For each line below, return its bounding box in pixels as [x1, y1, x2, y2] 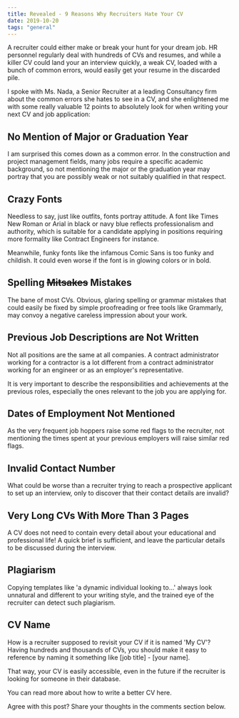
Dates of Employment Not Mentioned [7, 408, 176, 420]
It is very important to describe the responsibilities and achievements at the [7, 379, 229, 388]
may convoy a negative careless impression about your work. [7, 311, 188, 319]
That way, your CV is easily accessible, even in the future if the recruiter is [7, 667, 226, 675]
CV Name [7, 619, 51, 631]
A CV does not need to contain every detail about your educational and [7, 528, 216, 537]
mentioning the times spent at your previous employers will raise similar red [7, 434, 230, 443]
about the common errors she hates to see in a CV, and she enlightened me [7, 95, 230, 103]
